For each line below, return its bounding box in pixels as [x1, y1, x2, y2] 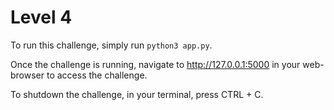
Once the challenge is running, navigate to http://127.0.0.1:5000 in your [10, 58, 301, 70]
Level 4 [10, 6, 73, 29]
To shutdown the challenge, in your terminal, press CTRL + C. [10, 88, 264, 100]
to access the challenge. [46, 69, 148, 81]
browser [10, 69, 45, 81]
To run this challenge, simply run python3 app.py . [10, 39, 213, 51]
